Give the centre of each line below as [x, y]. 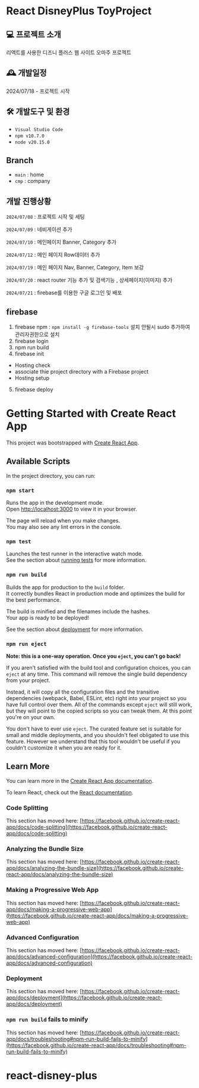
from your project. [28, 680]
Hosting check [32, 365]
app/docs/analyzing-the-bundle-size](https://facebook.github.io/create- [95, 868]
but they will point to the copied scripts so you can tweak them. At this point [99, 711]
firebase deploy [34, 390]
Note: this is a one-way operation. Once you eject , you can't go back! [94, 656]
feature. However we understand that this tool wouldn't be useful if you [93, 741]
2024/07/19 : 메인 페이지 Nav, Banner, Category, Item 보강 [75, 268]
